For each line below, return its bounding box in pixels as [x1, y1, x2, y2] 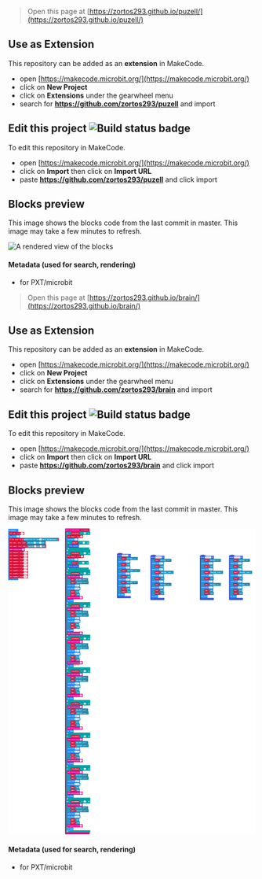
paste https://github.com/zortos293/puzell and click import [19, 175, 218, 184]
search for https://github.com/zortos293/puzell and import [19, 98, 216, 109]
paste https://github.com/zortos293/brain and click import [19, 460, 214, 471]
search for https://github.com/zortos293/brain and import [19, 385, 213, 394]
